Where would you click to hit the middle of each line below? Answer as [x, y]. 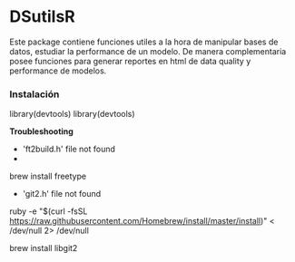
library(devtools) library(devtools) [72, 114]
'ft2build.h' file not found [69, 149]
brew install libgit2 [44, 248]
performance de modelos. [58, 71]
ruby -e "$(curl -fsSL [49, 211]
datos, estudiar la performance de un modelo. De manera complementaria [148, 51]
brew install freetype [48, 176]
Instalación [34, 94]
